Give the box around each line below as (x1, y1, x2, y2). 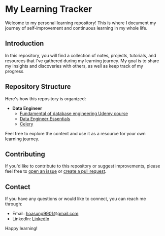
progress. (5, 68, 25, 74)
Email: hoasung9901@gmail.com (12, 211, 79, 217)
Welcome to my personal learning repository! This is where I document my (5, 20, 156, 26)
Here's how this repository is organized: (5, 95, 86, 102)
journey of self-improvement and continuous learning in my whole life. (5, 25, 148, 31)
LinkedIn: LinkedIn (12, 216, 50, 222)
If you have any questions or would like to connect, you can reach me (5, 196, 146, 202)
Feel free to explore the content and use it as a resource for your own (5, 130, 146, 136)
